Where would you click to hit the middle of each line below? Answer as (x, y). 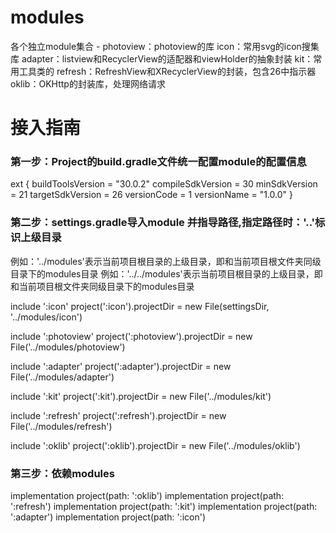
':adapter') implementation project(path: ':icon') (108, 517)
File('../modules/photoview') (68, 347)
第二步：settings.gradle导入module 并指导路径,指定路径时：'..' (163, 223)
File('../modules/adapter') (62, 377)
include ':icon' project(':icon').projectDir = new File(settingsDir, (140, 306)
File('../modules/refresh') (61, 426)
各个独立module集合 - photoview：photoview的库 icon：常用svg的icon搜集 (165, 46)
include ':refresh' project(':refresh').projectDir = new (118, 415)
